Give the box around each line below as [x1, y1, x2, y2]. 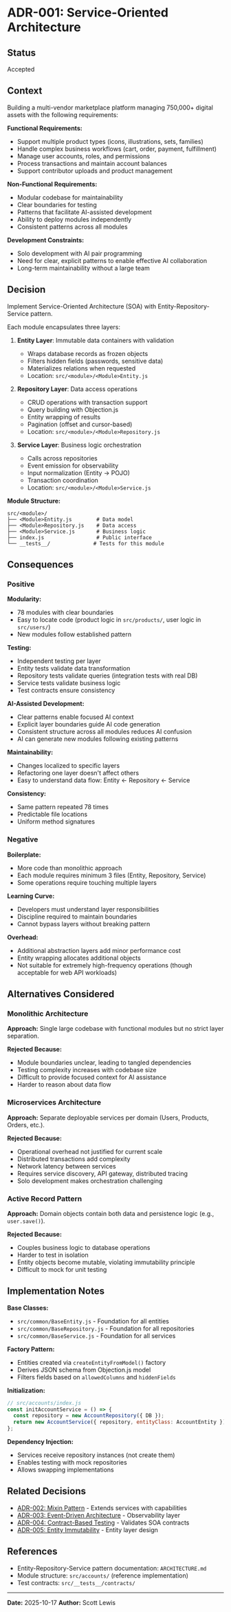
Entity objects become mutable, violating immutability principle [16, 1258, 195, 1266]
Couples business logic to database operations [16, 1243, 151, 1251]
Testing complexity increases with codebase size [16, 1066, 157, 1074]
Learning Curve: [7, 892, 55, 900]
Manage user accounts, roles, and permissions [16, 151, 150, 160]
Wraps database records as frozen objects [27, 349, 148, 357]
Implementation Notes [7, 1286, 105, 1297]
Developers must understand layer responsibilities [16, 905, 159, 913]
